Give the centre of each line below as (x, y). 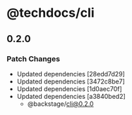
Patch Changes (34, 59)
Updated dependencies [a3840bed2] (71, 96)
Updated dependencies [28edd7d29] (71, 74)
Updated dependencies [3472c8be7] (71, 81)
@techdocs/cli (50, 13)
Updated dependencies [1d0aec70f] (70, 88)
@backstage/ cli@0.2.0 (60, 104)
